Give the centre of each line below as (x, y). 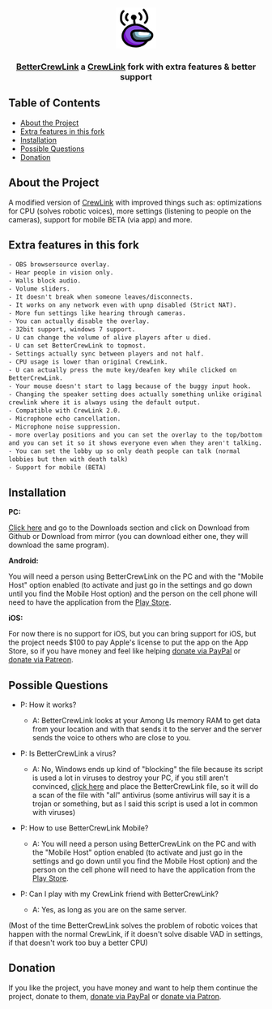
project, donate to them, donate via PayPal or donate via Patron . (115, 996)
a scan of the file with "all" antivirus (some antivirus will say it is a (141, 795)
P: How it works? (48, 705)
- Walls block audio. (45, 281)
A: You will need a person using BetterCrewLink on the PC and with (144, 843)
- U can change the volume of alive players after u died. (110, 338)
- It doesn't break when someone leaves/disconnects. (101, 297)
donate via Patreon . (41, 660)
